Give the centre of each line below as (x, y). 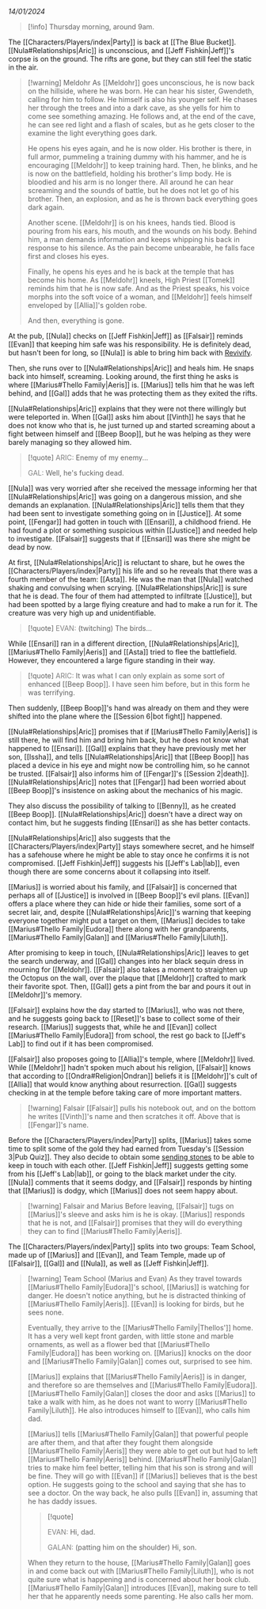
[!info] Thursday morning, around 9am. (91, 27)
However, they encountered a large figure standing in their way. (112, 660)
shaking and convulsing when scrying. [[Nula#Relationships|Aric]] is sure (128, 588)
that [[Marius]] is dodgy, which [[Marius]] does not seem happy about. (123, 1191)
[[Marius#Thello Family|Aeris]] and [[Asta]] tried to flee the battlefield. (123, 652)
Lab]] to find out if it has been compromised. (81, 1044)
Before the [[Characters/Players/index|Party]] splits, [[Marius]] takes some (130, 1140)
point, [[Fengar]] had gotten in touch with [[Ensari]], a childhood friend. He (130, 522)
